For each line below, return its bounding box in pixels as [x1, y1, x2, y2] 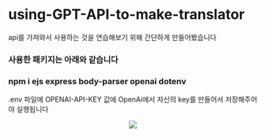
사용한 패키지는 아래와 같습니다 [8, 54, 119, 65]
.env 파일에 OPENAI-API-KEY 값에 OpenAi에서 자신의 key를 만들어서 [8, 94, 224, 104]
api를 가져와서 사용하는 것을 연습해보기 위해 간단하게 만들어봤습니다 [8, 32, 217, 42]
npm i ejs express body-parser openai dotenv [8, 76, 187, 87]
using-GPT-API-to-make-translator [8, 6, 245, 24]
